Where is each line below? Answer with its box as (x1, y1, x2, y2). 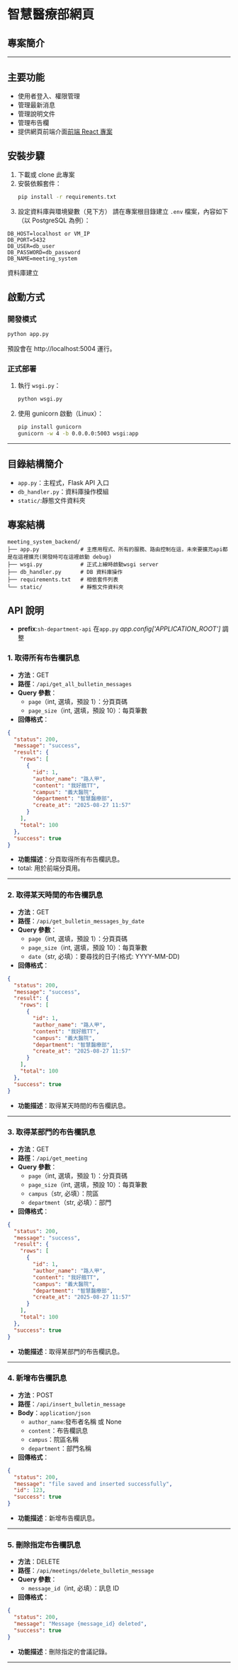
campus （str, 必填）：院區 (28, 1189, 99, 1198)
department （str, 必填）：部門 (28, 1198, 112, 1206)
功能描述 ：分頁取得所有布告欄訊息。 (17, 855, 124, 864)
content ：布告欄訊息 (28, 1426, 89, 1435)
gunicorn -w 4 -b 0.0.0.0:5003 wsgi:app (17, 430, 139, 438)
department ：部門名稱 (28, 1443, 92, 1453)
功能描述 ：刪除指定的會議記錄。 (17, 1647, 111, 1656)
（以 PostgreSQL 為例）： (17, 216, 91, 224)
